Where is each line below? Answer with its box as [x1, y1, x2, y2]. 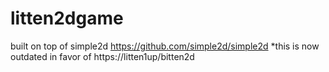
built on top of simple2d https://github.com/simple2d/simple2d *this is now [10, 40, 320, 52]
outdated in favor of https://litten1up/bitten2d [10, 50, 195, 62]
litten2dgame [10, 7, 124, 30]
